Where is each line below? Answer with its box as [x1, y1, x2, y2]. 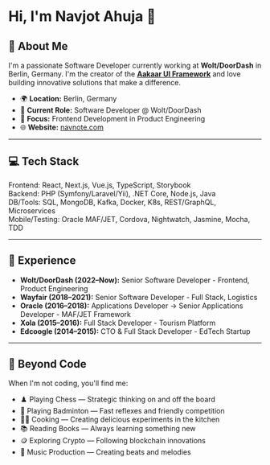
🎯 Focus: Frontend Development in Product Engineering [19, 114, 206, 123]
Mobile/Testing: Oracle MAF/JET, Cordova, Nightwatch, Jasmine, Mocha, [8, 214, 251, 224]
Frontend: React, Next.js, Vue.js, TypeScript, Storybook [8, 180, 191, 190]
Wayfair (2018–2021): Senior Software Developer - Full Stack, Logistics [19, 292, 258, 302]
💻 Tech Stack [8, 154, 80, 168]
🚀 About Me [8, 39, 68, 53]
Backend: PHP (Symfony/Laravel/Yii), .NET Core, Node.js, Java [8, 188, 216, 198]
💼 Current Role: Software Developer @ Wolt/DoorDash [19, 105, 202, 115]
